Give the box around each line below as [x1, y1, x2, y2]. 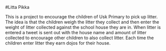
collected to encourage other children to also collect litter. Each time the [5, 35, 154, 41]
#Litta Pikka [5, 4, 30, 10]
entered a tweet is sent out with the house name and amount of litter [5, 30, 147, 35]
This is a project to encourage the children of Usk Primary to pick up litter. [5, 14, 158, 19]
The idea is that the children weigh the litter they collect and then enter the [5, 19, 159, 25]
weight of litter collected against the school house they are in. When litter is [5, 24, 161, 30]
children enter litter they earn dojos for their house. [5, 40, 111, 46]
